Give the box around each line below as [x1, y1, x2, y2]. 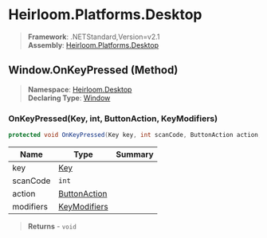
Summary [116, 149, 154, 160]
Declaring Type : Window [27, 93, 111, 103]
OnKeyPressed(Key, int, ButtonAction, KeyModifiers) [8, 113, 218, 124]
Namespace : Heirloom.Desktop [27, 84, 132, 94]
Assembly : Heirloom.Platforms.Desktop [27, 40, 159, 49]
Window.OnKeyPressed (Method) [8, 64, 179, 77]
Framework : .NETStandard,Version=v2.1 [27, 32, 160, 41]
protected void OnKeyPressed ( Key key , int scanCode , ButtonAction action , [8, 131, 262, 139]
